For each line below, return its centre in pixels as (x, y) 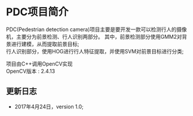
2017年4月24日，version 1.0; (49, 107)
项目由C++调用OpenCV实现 (39, 64)
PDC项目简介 (37, 12)
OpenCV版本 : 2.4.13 (31, 71)
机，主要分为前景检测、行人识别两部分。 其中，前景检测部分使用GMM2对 (94, 36)
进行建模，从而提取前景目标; (45, 44)
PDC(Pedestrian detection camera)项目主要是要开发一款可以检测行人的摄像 (96, 29)
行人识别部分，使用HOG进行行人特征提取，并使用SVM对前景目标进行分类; (95, 51)
